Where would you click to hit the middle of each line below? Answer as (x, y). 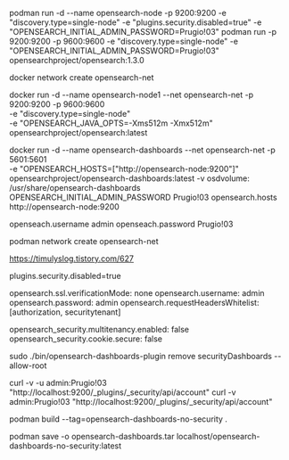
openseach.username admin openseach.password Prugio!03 (121, 224)
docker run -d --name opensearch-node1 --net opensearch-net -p (132, 94)
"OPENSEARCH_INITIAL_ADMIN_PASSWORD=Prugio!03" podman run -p (143, 32)
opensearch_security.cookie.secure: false (86, 339)
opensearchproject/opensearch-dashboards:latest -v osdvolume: (129, 178)
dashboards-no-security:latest (66, 446)
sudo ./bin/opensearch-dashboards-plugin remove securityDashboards (140, 356)
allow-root (28, 366)
